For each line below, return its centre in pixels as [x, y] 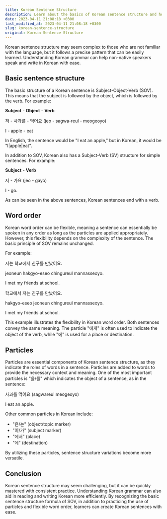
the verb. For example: [28, 101]
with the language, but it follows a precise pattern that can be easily [75, 52]
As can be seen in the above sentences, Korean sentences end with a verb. [82, 200]
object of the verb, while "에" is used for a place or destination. [70, 334]
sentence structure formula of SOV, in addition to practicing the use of [77, 502]
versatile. [14, 458]
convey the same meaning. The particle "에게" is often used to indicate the [81, 328]
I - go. [11, 190]
